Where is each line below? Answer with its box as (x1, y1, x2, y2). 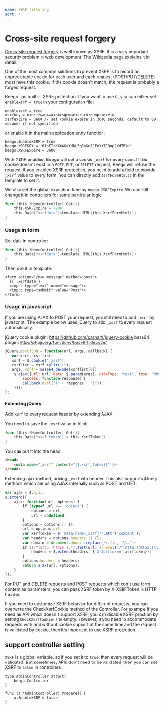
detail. (5, 59, 18, 65)
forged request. (5, 84, 37, 91)
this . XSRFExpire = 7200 (14, 206, 62, 211)
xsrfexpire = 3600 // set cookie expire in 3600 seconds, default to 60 (5, 117, 156, 122)
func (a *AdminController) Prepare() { (5, 691, 86, 696)
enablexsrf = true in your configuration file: (5, 99, 94, 105)
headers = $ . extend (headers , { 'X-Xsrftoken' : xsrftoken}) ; (31, 549, 152, 554)
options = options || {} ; (22, 522, 76, 527)
